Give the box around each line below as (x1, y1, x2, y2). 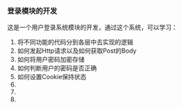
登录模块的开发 (7, 6, 58, 15)
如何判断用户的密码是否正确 (17, 64, 97, 72)
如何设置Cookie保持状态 (17, 73, 87, 81)
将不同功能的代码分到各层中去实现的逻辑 (17, 38, 133, 47)
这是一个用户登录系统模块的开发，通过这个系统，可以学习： (7, 23, 178, 32)
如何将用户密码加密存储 (17, 56, 85, 64)
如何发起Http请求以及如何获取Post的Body (17, 47, 137, 55)
